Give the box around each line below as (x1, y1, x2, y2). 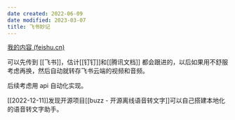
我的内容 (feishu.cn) (7, 43, 65, 52)
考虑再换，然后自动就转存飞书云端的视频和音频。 (7, 67, 149, 75)
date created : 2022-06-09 (7, 10, 83, 17)
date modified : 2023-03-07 (7, 17, 86, 24)
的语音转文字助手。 (7, 105, 63, 114)
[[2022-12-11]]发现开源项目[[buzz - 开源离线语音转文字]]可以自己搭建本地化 (7, 96, 226, 105)
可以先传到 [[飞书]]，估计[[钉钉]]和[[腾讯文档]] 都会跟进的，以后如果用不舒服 (7, 58, 229, 66)
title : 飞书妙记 (7, 23, 51, 30)
